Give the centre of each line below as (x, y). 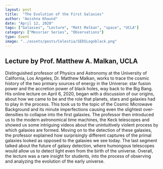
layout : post (18, 10)
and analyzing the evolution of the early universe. (55, 161)
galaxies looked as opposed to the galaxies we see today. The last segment (81, 140)
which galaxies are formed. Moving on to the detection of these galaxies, (79, 130)
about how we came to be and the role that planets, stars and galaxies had (80, 99)
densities (14, 114)
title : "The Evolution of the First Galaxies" (55, 14)
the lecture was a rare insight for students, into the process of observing (78, 156)
